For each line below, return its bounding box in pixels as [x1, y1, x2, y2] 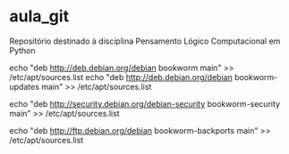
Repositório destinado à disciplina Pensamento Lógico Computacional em [9, 36, 281, 46]
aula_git [9, 6, 70, 27]
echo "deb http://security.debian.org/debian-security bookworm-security [9, 98, 280, 109]
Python [9, 45, 36, 55]
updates [9, 81, 40, 92]
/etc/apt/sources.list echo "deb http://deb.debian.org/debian [9, 71, 233, 82]
